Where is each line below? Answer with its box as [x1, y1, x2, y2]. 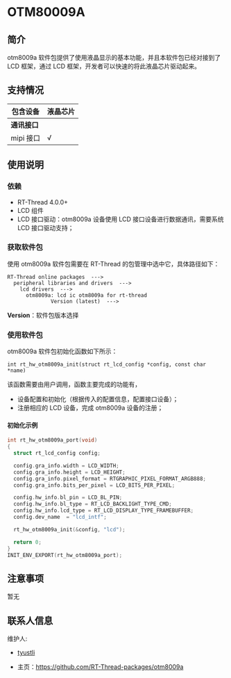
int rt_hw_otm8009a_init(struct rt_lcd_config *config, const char [7, 361, 207, 369]
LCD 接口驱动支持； [17, 223, 74, 232]
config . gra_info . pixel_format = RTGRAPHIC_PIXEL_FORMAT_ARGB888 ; [13, 475, 207, 482]
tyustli [17, 648, 35, 657]
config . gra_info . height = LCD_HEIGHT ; [13, 469, 126, 476]
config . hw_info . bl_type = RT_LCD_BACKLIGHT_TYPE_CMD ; [13, 501, 172, 508]
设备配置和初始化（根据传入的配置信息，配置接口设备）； [17, 395, 179, 403]
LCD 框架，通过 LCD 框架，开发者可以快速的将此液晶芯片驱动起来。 [7, 62, 201, 70]
